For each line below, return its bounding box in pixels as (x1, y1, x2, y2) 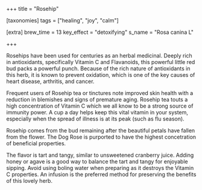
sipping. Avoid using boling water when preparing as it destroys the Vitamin (6, 165, 194, 171)
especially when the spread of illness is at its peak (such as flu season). (6, 115, 185, 122)
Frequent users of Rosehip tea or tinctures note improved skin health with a (6, 90, 194, 96)
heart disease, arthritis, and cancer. (6, 78, 95, 85)
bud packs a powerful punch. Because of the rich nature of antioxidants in (6, 65, 191, 72)
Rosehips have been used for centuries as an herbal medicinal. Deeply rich (6, 52, 193, 59)
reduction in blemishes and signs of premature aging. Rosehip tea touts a (6, 96, 188, 103)
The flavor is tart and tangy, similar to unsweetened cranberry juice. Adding (6, 151, 194, 159)
